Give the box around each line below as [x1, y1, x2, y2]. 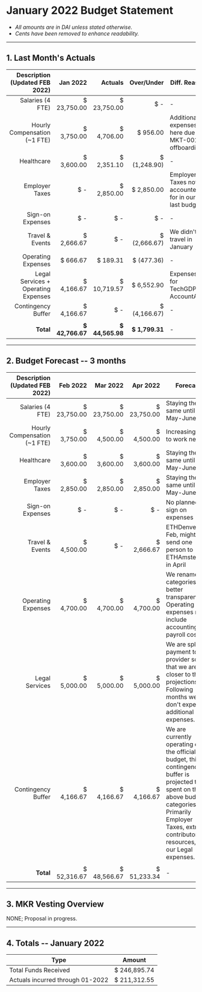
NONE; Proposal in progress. [6, 915, 78, 922]
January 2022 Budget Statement [6, 4, 173, 17]
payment [166, 648, 191, 656]
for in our [170, 193, 196, 201]
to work [166, 435, 188, 443]
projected [166, 777, 194, 786]
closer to [166, 670, 191, 678]
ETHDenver [166, 522, 199, 531]
